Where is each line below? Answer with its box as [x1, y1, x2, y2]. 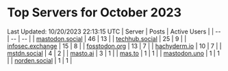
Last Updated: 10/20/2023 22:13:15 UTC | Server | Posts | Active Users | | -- [7, 27, 221, 35]
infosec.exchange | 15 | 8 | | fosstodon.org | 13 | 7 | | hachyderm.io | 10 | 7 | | [7, 42, 222, 50]
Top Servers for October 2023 [7, 5, 182, 20]
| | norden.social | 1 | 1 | [7, 56, 73, 64]
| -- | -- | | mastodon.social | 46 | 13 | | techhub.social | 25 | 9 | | [7, 34, 187, 42]
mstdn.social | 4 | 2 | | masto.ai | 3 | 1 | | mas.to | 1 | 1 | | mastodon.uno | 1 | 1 [7, 49, 220, 57]
